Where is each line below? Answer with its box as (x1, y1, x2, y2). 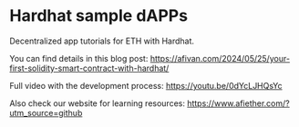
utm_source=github (9, 107, 83, 118)
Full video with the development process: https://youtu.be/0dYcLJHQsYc (9, 80, 283, 91)
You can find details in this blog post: (9, 53, 149, 63)
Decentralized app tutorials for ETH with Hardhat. (9, 35, 194, 46)
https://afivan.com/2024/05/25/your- (149, 53, 290, 63)
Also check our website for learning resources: (9, 97, 185, 109)
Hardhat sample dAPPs (9, 5, 189, 26)
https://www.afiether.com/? (186, 97, 290, 109)
